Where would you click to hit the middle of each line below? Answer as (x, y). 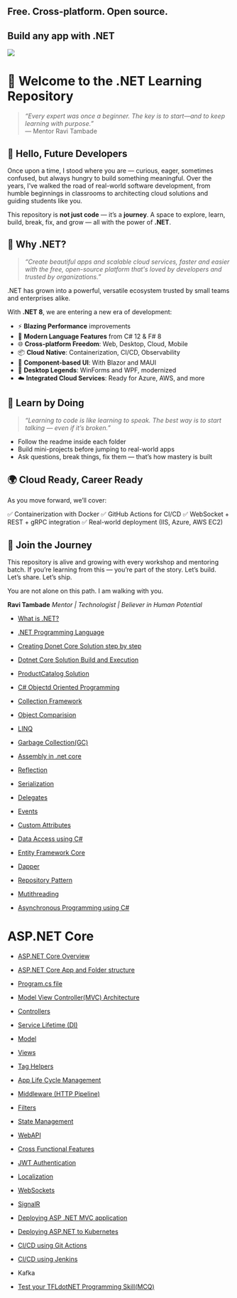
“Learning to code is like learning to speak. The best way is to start (123, 420)
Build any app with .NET (61, 36)
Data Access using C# (50, 839)
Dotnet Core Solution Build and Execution (78, 660)
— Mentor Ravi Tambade (61, 132)
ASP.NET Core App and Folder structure (76, 970)
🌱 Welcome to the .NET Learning (105, 81)
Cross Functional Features (56, 1149)
